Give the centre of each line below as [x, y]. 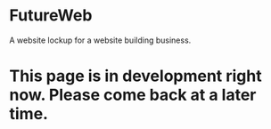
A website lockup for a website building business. [100, 40]
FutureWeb [51, 16]
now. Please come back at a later [133, 95]
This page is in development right [135, 76]
